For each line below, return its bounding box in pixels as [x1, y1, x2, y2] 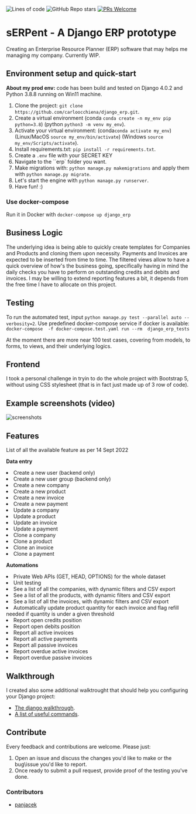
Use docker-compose [6, 197, 69, 205]
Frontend [6, 360, 40, 370]
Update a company [13, 506, 60, 514]
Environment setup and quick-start [6, 69, 136, 79]
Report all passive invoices [13, 641, 78, 649]
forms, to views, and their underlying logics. [6, 342, 112, 349]
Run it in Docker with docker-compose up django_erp [6, 211, 131, 218]
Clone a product [13, 538, 53, 545]
